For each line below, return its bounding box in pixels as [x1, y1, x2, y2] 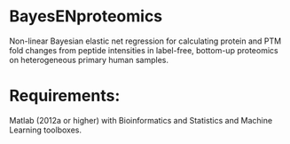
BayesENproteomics [9, 6, 163, 27]
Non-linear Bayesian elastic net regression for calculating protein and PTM [9, 36, 282, 46]
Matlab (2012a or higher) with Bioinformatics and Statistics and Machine [9, 115, 273, 125]
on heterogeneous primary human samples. [9, 54, 169, 65]
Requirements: [9, 86, 121, 106]
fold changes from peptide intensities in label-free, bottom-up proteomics [9, 44, 278, 55]
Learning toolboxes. [9, 124, 82, 135]
